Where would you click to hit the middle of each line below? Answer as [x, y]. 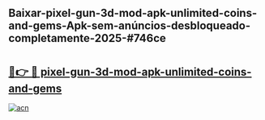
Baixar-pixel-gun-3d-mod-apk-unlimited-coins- [133, 13]
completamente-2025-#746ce [87, 38]
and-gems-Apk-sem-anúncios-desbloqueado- [130, 26]
